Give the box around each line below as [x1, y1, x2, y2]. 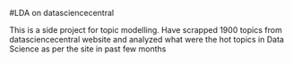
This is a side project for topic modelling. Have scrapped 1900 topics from [9, 25, 282, 35]
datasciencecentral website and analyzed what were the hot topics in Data [9, 35, 285, 44]
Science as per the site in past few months [9, 43, 167, 54]
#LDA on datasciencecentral [9, 8, 115, 18]
